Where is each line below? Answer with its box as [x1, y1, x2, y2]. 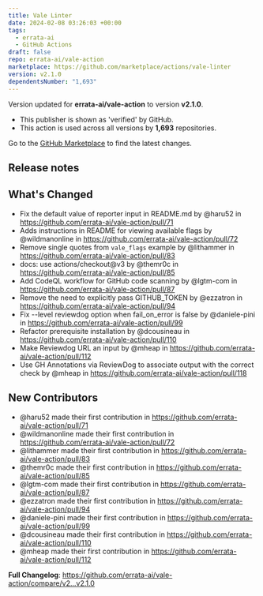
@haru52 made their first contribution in [19, 412, 151, 422]
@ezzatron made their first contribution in [19, 496, 156, 505]
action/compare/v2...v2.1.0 [8, 578, 95, 588]
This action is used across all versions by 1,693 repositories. [19, 123, 217, 133]
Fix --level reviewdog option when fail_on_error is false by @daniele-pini [19, 309, 255, 319]
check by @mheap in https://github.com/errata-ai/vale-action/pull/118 [19, 368, 247, 377]
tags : [8, 26, 26, 34]
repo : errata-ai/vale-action [8, 56, 104, 64]
